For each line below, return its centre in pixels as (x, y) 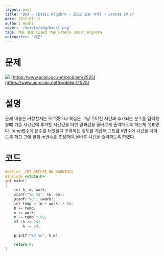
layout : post (18, 10)
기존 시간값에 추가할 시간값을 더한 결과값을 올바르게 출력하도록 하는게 (80, 124)
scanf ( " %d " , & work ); (35, 199)
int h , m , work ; (31, 190)
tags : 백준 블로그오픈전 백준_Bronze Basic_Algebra (54, 32)
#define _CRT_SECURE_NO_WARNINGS (39, 172)
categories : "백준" (24, 37)
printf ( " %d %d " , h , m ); (37, 235)
